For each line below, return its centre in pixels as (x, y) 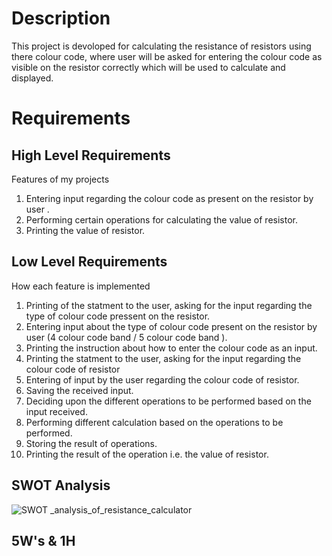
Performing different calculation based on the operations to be (154, 422)
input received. (56, 411)
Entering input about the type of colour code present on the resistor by (171, 326)
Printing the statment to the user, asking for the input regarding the (163, 358)
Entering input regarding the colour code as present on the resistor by (169, 198)
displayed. (32, 78)
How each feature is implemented (81, 286)
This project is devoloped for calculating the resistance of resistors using (161, 46)
